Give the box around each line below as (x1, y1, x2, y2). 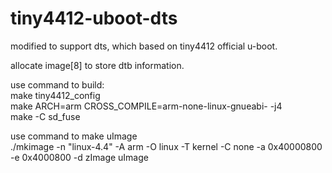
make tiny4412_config (10, 89, 101, 101)
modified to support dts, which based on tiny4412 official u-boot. (10, 40, 278, 52)
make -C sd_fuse (10, 110, 81, 122)
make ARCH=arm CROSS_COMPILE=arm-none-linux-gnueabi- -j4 (10, 100, 283, 112)
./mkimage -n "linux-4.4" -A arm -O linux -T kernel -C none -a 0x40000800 (10, 140, 323, 152)
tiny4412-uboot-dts (10, 7, 178, 30)
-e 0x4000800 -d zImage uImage (10, 151, 149, 163)
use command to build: (10, 78, 105, 91)
